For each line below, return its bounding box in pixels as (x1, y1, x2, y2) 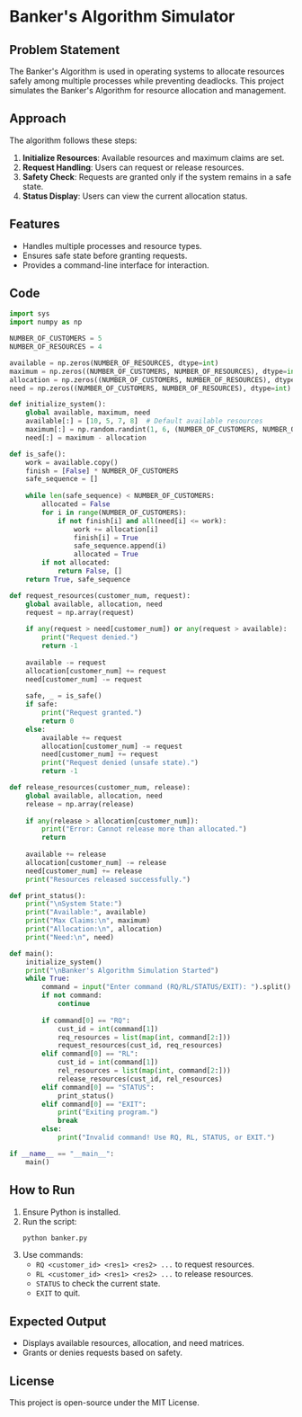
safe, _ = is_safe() (25, 691, 102, 700)
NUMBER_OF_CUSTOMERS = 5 (9, 334, 102, 343)
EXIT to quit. (35, 1288, 81, 1298)
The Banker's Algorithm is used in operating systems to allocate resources (9, 66, 285, 76)
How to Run (9, 1182, 75, 1198)
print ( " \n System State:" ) (25, 899, 123, 909)
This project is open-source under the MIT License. (9, 1397, 200, 1408)
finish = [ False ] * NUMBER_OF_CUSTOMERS (25, 466, 179, 476)
